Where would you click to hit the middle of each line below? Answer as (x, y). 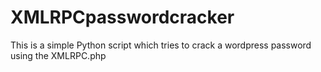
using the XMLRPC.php (58, 55)
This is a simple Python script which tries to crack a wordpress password (161, 45)
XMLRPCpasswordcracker (122, 17)
